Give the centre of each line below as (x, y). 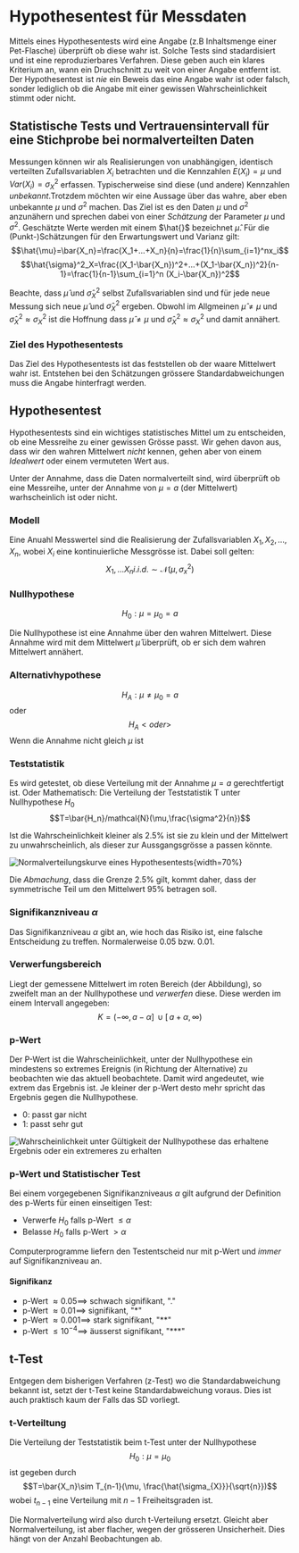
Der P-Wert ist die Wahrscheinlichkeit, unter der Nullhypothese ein (131, 1059)
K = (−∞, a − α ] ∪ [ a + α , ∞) (150, 1016)
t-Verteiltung (38, 1423)
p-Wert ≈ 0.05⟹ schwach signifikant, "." (99, 1301)
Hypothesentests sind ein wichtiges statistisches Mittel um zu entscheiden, (147, 432)
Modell (25, 520)
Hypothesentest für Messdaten (128, 17)
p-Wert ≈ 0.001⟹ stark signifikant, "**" (97, 1320)
